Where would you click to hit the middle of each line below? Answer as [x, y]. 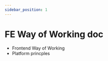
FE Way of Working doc [54, 34]
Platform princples [31, 53]
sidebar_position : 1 [26, 10]
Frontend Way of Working [38, 48]
